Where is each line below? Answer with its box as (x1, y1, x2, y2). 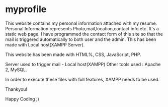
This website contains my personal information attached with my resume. (5, 20, 157, 26)
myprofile (5, 4, 47, 15)
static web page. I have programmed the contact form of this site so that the (5, 31, 163, 37)
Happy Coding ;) (5, 96, 39, 102)
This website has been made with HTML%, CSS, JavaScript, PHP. (5, 51, 142, 58)
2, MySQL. (5, 67, 27, 73)
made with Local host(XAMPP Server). (5, 41, 85, 47)
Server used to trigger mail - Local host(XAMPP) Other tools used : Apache (5, 61, 161, 67)
